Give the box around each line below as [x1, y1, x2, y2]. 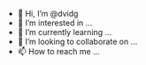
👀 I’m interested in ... [17, 18, 93, 28]
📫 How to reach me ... [17, 47, 100, 56]
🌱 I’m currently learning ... [17, 27, 112, 37]
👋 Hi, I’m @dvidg [17, 9, 79, 18]
